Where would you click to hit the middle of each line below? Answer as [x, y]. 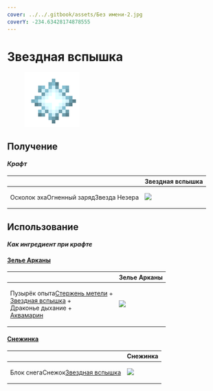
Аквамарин [26, 315]
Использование [43, 227]
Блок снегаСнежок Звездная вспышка [66, 372]
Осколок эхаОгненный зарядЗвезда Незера [75, 197]
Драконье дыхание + [41, 308]
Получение [33, 146]
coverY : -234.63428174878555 [49, 22]
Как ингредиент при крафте [50, 244]
